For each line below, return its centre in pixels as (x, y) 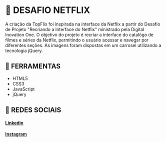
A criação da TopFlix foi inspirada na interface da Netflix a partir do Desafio (83, 24)
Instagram (16, 134)
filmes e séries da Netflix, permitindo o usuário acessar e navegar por (77, 40)
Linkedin (14, 122)
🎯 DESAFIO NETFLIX (48, 10)
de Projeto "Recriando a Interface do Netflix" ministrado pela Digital (75, 29)
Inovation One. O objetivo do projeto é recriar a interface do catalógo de (79, 34)
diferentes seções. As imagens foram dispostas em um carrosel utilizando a (83, 45)
